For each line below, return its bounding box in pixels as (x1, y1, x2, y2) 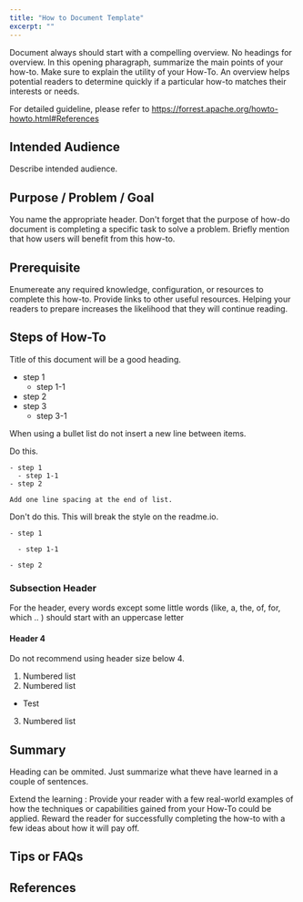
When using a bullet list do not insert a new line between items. (9, 427, 247, 438)
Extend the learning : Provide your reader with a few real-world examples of (9, 794, 294, 805)
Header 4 (9, 632, 45, 643)
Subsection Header (9, 581, 97, 594)
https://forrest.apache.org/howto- (151, 103, 279, 114)
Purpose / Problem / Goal (9, 190, 155, 205)
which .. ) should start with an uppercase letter (9, 612, 185, 623)
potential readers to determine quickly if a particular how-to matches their (9, 76, 287, 87)
